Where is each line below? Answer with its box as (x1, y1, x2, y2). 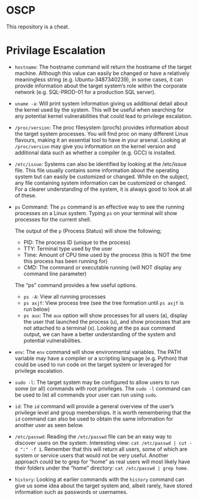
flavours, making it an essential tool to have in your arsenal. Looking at (14, 136, 186, 144)
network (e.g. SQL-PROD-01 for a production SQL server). (14, 88, 156, 95)
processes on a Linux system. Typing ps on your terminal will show (14, 209, 177, 216)
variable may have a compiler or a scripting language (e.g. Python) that (14, 354, 188, 362)
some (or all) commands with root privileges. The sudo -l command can (14, 385, 191, 392)
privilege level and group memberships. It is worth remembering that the (14, 409, 191, 416)
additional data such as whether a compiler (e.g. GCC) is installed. (14, 149, 176, 156)
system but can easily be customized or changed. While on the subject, (14, 173, 189, 180)
